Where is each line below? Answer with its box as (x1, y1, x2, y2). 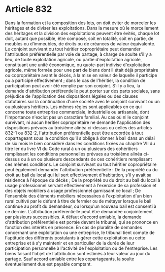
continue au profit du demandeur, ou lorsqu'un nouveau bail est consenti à (5, 203, 157, 209)
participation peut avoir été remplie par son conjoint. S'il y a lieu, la (5, 82, 140, 88)
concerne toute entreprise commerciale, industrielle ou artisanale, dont (5, 109, 149, 115)
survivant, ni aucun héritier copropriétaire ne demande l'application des (5, 119, 150, 125)
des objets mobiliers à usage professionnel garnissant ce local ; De (5, 188, 141, 194)
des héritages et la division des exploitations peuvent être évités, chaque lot (5, 30, 160, 36)
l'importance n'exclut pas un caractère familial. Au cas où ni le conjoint (5, 114, 149, 120)
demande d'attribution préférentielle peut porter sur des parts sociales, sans (5, 88, 160, 94)
